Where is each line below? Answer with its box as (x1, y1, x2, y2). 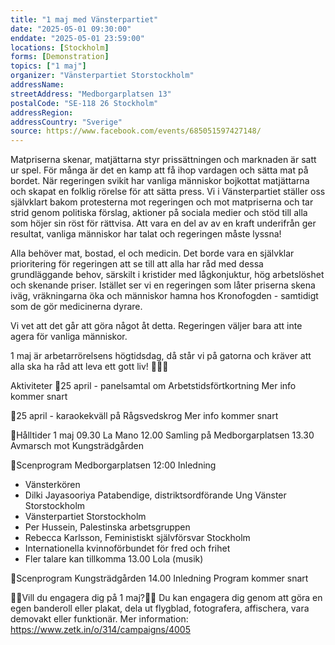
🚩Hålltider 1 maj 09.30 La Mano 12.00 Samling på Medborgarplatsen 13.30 (10, 429, 315, 441)
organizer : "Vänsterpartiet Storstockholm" (10, 71, 195, 81)
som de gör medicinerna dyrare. (10, 301, 143, 313)
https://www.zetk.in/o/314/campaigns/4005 (10, 624, 191, 636)
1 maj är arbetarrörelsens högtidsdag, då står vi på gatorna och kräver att (10, 350, 312, 362)
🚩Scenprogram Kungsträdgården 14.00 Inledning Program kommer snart (10, 572, 309, 585)
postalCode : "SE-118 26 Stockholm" (10, 98, 159, 108)
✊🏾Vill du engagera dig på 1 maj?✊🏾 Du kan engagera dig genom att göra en (10, 592, 323, 604)
